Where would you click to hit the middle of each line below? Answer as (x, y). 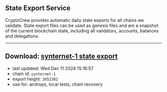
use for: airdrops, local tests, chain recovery (57, 84)
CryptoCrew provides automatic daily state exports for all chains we (75, 20)
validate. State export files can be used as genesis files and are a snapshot (82, 25)
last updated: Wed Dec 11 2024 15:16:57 (53, 68)
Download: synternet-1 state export (61, 56)
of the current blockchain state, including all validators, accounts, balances (82, 31)
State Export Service (38, 8)
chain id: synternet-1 (34, 74)
